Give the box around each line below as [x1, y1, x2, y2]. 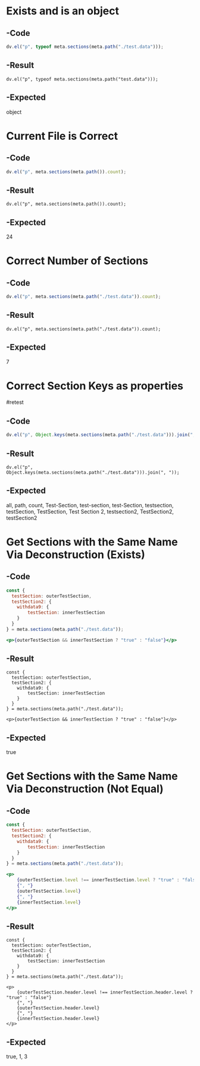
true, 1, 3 [6, 1053, 28, 1060]
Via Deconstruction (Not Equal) [6, 782, 164, 796]
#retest [6, 399, 24, 406]
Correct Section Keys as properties [6, 379, 183, 393]
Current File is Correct [6, 129, 118, 143]
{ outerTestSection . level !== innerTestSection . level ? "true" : [17, 877, 180, 883]
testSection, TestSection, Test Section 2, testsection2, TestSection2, [6, 508, 174, 515]
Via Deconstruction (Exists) [6, 548, 146, 561]
